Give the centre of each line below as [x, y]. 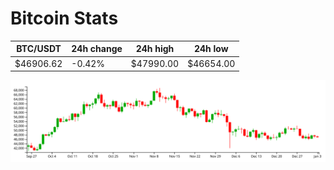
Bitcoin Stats [64, 18]
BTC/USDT [39, 49]
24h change [97, 49]
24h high [155, 49]
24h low [211, 49]
